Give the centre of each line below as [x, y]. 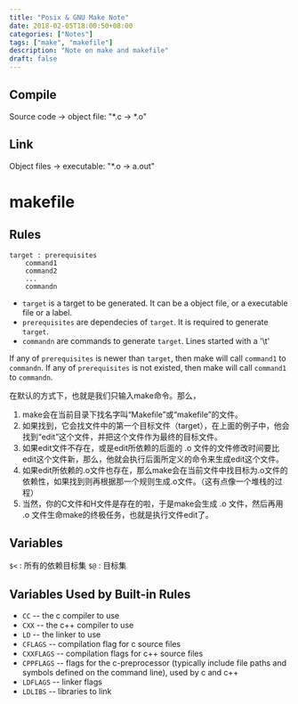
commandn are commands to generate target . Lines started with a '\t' [146, 340]
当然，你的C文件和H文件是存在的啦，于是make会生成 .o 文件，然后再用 [153, 503]
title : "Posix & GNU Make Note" [69, 17]
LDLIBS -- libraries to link [67, 692]
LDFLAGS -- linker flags [62, 682]
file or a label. [47, 312]
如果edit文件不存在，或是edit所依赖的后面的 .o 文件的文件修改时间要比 [151, 447]
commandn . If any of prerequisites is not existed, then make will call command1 [148, 367]
